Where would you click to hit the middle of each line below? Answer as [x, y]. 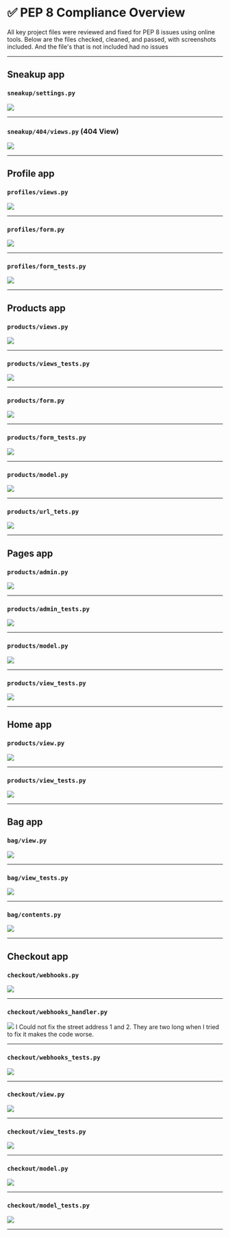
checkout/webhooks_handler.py [57, 1012]
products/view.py [36, 743]
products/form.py [36, 401]
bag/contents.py [34, 915]
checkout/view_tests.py [47, 1131]
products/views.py [38, 327]
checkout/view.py [36, 1095]
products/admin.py [38, 572]
